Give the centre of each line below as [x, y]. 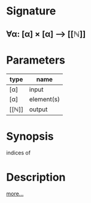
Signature [31, 11]
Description [36, 177]
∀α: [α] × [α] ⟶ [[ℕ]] [46, 34]
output [38, 109]
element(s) [44, 99]
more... [15, 194]
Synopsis [30, 136]
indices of [19, 153]
